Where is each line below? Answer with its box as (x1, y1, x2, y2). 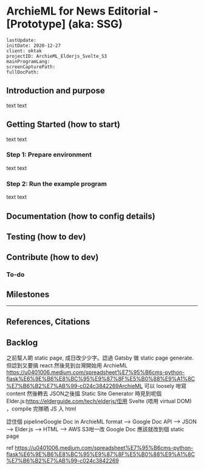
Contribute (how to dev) (6, 252, 99, 262)
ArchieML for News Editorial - (6, 4, 158, 18)
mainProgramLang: (6, 58, 50, 64)
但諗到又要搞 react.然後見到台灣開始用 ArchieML (6, 362, 127, 369)
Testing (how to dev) (6, 231, 86, 242)
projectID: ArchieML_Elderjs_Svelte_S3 (6, 53, 107, 59)
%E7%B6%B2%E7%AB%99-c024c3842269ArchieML (6, 383, 143, 390)
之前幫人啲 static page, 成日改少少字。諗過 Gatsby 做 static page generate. (6, 354, 194, 362)
